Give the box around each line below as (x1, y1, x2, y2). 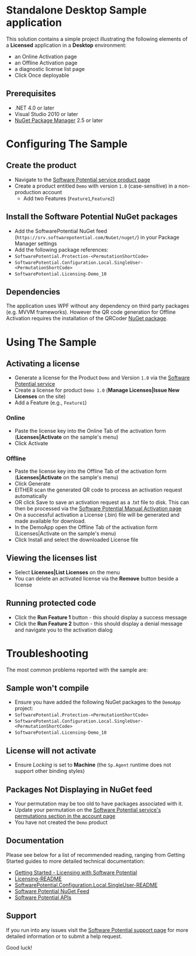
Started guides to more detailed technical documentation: (6, 857, 145, 865)
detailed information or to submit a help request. (6, 933, 122, 940)
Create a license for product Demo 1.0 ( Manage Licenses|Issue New (14, 387, 180, 394)
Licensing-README (14, 875, 62, 882)
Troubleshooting (6, 646, 89, 660)
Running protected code (6, 598, 97, 608)
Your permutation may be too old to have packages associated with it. (14, 800, 183, 807)
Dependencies (6, 287, 60, 297)
